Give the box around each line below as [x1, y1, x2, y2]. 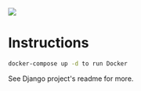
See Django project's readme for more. [8, 74, 134, 83]
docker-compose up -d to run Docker [8, 59, 128, 68]
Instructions [8, 34, 89, 52]
